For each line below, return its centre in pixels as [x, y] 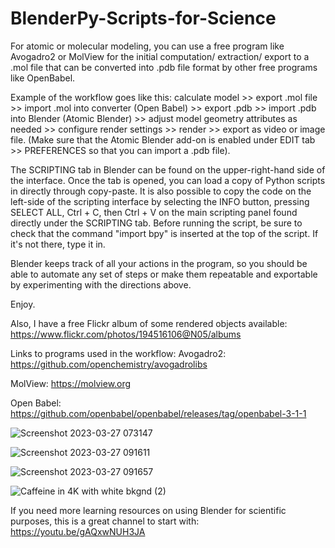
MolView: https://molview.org [71, 383]
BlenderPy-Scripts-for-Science [143, 18]
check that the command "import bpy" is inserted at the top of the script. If [164, 233]
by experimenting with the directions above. [101, 284]
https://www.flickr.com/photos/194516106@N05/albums [126, 334]
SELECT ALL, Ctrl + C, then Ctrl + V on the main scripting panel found [154, 212]
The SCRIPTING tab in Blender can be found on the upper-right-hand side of [168, 169]
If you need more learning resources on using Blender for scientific [148, 510]
